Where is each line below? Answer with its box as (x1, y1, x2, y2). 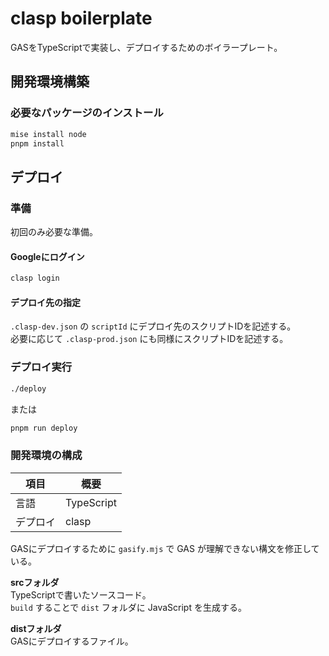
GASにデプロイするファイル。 (10, 635, 134, 647)
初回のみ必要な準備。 (10, 226, 98, 238)
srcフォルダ (10, 576, 60, 588)
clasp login (10, 273, 60, 284)
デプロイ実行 (10, 360, 73, 374)
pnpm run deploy (10, 423, 78, 433)
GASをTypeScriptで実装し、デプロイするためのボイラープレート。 (10, 41, 283, 53)
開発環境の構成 (10, 448, 83, 462)
